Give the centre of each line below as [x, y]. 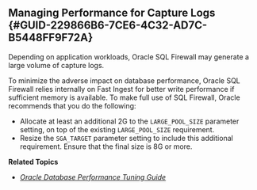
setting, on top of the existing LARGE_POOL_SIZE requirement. [117, 129]
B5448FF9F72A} [51, 38]
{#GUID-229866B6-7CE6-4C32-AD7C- [108, 26]
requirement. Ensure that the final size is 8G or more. [106, 146]
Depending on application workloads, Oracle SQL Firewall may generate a [129, 57]
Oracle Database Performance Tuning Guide [93, 177]
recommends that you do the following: [72, 105]
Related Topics [33, 161]
